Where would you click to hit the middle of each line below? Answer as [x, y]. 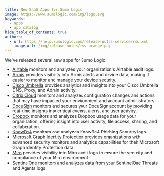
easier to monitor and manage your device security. [64, 80]
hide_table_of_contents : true [36, 32]
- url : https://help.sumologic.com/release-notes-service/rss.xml [79, 42]
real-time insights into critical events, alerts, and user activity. [74, 111]
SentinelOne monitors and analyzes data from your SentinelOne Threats [85, 163]
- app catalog [24, 28]
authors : [14, 37]
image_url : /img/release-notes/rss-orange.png [62, 46]
